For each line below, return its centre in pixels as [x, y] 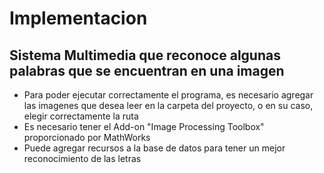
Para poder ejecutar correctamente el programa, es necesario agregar [168, 95]
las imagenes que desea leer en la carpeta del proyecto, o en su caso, [168, 105]
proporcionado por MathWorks [87, 137]
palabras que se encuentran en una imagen [147, 70]
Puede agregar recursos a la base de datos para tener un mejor [154, 148]
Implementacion [78, 18]
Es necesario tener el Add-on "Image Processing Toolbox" [144, 126]
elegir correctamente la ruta [81, 116]
